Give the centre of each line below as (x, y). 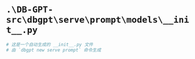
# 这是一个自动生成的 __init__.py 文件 (50, 44)
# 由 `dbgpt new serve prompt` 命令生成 (53, 50)
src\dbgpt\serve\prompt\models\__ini (98, 20)
